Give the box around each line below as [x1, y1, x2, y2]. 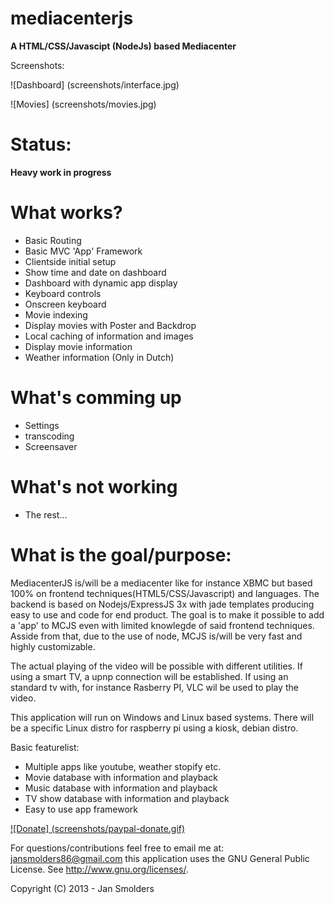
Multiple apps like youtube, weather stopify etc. [24, 760, 222, 772]
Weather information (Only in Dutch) [24, 351, 175, 363]
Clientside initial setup [24, 255, 117, 267]
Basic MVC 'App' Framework [24, 245, 143, 257]
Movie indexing [24, 308, 88, 321]
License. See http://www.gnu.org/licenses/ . [10, 863, 189, 875]
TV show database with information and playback [24, 792, 230, 804]
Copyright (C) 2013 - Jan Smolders [10, 882, 155, 894]
